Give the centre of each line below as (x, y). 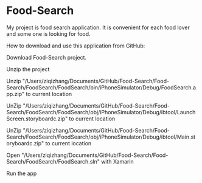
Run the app (22, 173)
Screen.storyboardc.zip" (37, 119)
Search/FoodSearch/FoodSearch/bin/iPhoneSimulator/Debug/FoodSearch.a (101, 87)
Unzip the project (28, 69)
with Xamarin (117, 161)
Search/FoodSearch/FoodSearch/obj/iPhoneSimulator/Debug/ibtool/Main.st (101, 137)
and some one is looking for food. (48, 33)
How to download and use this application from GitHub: (76, 46)
